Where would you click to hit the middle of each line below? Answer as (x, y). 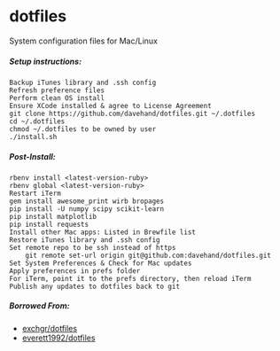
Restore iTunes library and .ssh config (85, 240)
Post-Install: (32, 156)
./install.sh (33, 136)
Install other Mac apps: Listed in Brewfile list (103, 232)
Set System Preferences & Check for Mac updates (101, 263)
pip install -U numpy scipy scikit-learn (87, 209)
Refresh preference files (57, 90)
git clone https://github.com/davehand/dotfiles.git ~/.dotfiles (132, 113)
